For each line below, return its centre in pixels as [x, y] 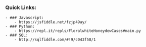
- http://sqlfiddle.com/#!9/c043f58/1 [55, 40]
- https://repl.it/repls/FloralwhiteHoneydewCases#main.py [78, 31]
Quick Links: [21, 7]
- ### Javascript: [25, 18]
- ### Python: [20, 26]
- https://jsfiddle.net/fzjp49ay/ [51, 22]
